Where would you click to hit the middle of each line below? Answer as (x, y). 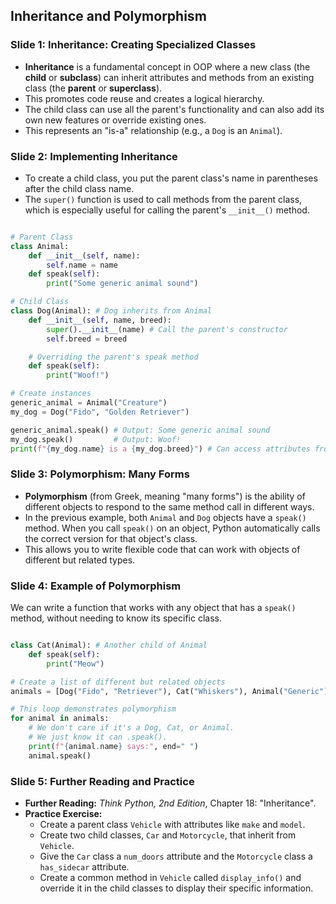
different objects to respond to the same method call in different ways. (169, 506)
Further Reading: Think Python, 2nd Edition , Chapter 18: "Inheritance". (170, 803)
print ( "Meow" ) (75, 664)
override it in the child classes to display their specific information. (176, 888)
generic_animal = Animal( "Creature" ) (89, 403)
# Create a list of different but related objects (118, 682)
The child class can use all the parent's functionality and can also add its (174, 109)
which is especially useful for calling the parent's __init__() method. (167, 210)
